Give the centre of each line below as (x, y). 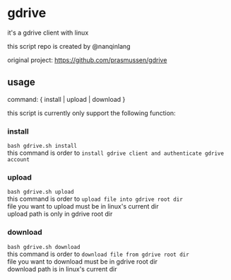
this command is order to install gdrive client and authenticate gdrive (116, 153)
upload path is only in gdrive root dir (60, 214)
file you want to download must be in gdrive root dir (82, 261)
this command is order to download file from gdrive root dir (98, 254)
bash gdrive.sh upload (41, 192)
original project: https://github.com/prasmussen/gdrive (87, 60)
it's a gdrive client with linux (48, 33)
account (19, 160)
